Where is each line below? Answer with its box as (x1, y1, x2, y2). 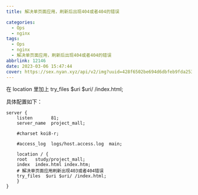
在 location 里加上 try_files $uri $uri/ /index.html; (6, 86, 124, 93)
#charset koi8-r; (16, 131, 60, 136)
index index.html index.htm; (16, 162, 91, 168)
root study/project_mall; (16, 157, 85, 162)
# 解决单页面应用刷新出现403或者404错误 (16, 168, 104, 174)
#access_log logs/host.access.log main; (16, 141, 123, 147)
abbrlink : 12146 (6, 57, 46, 64)
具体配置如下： (6, 98, 42, 105)
